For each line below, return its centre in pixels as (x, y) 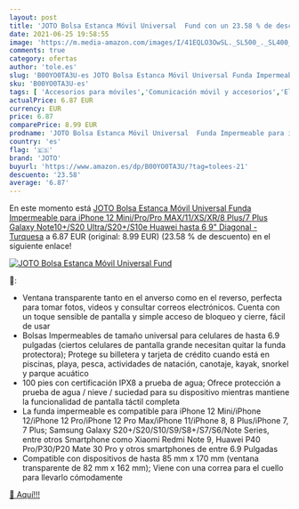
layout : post (33, 17)
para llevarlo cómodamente (72, 478)
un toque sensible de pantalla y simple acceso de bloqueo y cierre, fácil (154, 317)
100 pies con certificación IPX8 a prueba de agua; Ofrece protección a (151, 383)
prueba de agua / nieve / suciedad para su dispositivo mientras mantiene (156, 392)
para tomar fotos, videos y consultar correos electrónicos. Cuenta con (151, 307)
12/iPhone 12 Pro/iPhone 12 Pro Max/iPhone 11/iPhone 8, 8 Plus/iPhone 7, (155, 421)
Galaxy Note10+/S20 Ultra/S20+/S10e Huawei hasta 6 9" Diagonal (130, 227)
